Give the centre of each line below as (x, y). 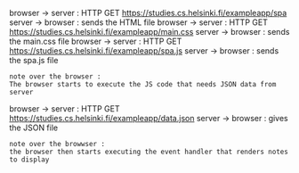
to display (29, 160)
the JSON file (34, 128)
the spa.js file (34, 60)
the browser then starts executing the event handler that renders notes (149, 152)
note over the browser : (55, 77)
